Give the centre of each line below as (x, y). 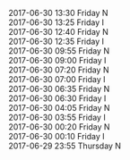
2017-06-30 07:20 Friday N (59, 70)
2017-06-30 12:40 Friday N (58, 32)
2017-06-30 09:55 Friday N (59, 51)
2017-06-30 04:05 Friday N (59, 108)
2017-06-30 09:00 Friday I (57, 60)
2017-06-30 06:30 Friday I (57, 98)
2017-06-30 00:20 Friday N (59, 127)
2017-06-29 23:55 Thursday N (65, 146)
